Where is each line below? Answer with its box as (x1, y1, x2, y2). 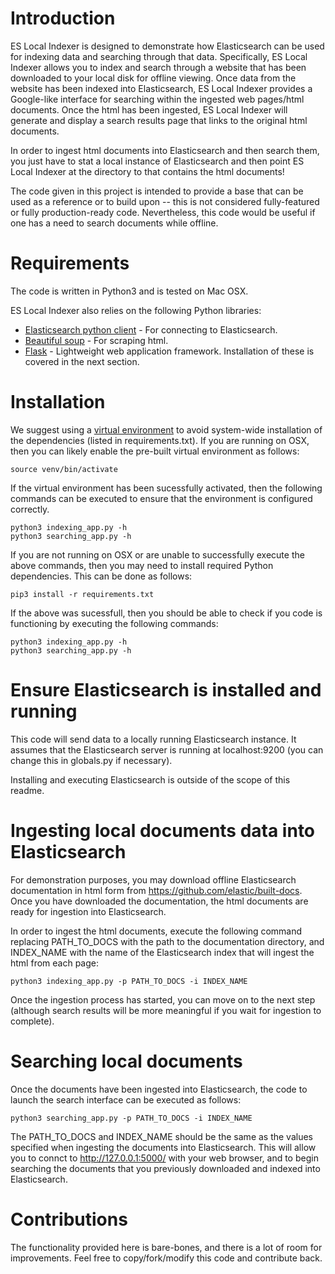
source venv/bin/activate (10, 464, 118, 474)
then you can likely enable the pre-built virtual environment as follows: (10, 445, 300, 457)
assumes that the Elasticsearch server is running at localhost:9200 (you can (10, 743, 324, 756)
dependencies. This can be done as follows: (10, 570, 193, 582)
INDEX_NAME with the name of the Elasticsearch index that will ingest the (10, 946, 315, 958)
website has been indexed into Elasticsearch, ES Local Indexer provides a (10, 82, 313, 94)
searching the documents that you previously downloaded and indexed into (10, 1162, 321, 1174)
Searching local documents (10, 1050, 243, 1072)
